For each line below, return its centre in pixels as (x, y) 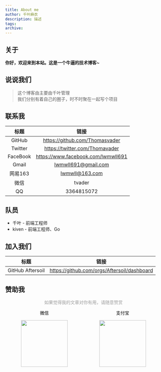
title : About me (22, 10)
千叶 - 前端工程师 (30, 223)
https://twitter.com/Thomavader (82, 148)
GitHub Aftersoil (26, 270)
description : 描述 (23, 19)
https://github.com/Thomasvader (82, 140)
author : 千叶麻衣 (22, 14)
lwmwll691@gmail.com (82, 164)
